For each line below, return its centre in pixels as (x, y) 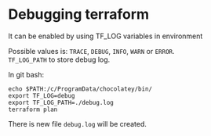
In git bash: (26, 74)
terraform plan (33, 109)
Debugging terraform (79, 14)
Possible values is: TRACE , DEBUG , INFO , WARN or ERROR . (91, 51)
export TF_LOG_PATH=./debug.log (61, 102)
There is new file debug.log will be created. (78, 123)
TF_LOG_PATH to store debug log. (59, 59)
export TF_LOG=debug (42, 95)
